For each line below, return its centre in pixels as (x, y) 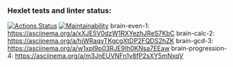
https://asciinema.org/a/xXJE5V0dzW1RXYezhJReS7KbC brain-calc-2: (111, 33)
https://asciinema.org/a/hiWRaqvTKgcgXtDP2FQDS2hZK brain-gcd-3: (110, 41)
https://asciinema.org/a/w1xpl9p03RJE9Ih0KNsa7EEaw (88, 49)
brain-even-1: (130, 26)
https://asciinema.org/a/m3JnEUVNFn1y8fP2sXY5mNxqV (99, 56)
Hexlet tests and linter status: (59, 11)
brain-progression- (199, 49)
